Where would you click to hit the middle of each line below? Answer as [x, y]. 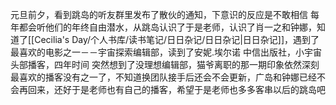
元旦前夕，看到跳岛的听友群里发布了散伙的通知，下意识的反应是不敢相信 [159, 14]
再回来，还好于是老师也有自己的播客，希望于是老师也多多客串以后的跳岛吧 [172, 89]
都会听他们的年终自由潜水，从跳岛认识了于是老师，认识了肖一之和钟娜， [167, 27]
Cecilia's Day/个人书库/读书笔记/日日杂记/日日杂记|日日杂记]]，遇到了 [177, 39]
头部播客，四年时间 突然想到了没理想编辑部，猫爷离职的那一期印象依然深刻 [165, 64]
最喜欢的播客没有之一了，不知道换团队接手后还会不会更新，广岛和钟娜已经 [163, 77]
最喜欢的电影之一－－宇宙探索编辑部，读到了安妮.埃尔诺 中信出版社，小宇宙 [166, 52]
